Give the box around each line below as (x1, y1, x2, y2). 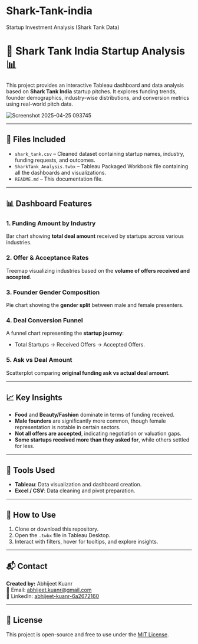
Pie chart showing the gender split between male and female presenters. (6, 301, 184, 308)
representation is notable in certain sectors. (14, 424, 121, 431)
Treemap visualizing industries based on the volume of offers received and (6, 267, 190, 274)
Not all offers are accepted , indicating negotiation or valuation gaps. (14, 430, 181, 437)
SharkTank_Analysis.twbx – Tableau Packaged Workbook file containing (14, 162, 189, 169)
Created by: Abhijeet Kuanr (6, 580, 73, 587)
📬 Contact (6, 561, 48, 571)
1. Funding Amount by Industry (6, 220, 96, 227)
